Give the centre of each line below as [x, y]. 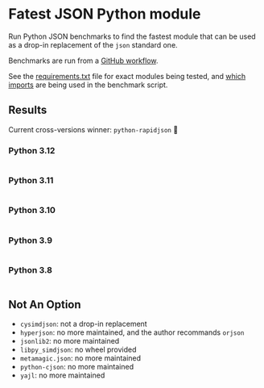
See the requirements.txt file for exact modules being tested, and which [127, 76]
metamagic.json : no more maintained [80, 358]
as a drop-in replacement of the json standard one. [93, 44]
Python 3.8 [30, 269]
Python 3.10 [32, 211]
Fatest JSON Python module [105, 14]
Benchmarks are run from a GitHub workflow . [83, 60]
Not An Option [45, 305]
